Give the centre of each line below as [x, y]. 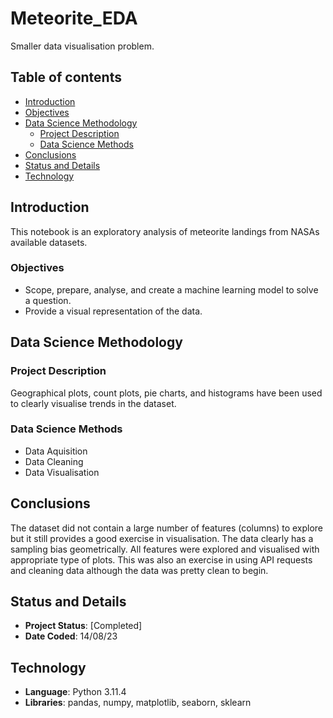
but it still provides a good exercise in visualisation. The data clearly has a [162, 538]
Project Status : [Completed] [83, 626]
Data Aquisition [56, 451]
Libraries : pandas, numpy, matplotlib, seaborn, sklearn [138, 703]
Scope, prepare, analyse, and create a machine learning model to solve [171, 289]
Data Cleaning [54, 461]
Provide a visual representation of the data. [113, 311]
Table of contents [66, 77]
